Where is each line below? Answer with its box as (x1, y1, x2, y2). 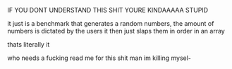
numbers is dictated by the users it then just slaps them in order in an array (7, 27, 226, 35)
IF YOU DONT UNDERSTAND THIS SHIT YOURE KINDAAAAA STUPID (7, 6, 209, 14)
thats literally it (7, 40, 50, 48)
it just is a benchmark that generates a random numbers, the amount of (7, 20, 214, 27)
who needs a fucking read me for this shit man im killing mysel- (7, 54, 192, 62)
